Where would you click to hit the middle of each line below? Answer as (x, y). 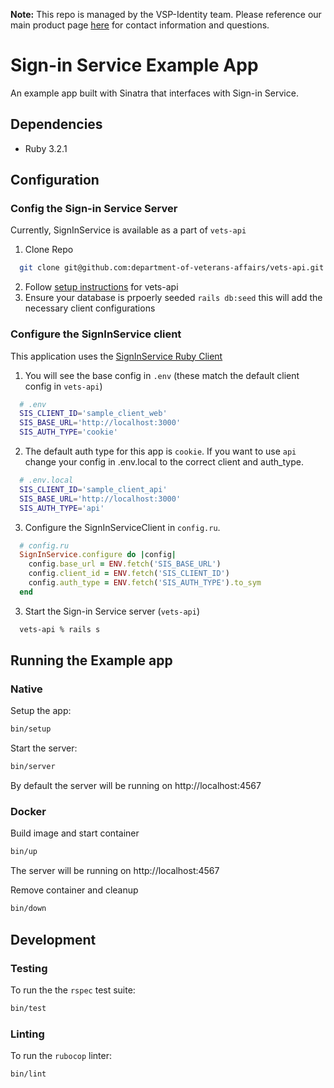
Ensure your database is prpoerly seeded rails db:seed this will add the (173, 298)
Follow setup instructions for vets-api (101, 287)
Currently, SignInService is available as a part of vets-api (128, 230)
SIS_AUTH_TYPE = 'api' (62, 508)
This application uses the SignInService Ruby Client (116, 356)
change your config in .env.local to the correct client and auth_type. (164, 462)
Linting (27, 1034)
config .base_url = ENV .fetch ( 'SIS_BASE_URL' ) (125, 564)
